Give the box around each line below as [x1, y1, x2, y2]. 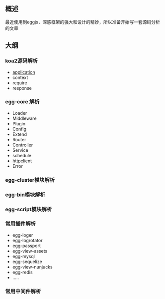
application [12, 69, 36, 75]
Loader [12, 110, 27, 116]
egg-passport [12, 243, 41, 249]
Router [12, 136, 26, 142]
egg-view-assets [12, 248, 48, 254]
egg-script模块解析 [5, 206, 52, 213]
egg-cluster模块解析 [5, 176, 55, 183]
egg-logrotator [12, 237, 43, 243]
